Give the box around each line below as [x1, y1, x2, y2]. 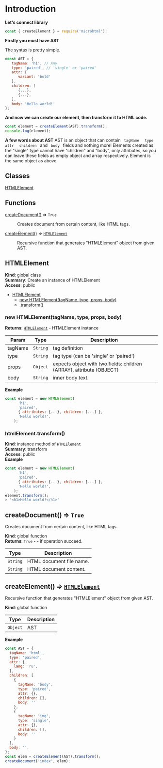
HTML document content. [27, 566, 86, 573]
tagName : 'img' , [17, 714, 51, 719]
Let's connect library [5, 19, 48, 25]
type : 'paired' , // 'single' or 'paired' [11, 65, 97, 70]
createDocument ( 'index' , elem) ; [5, 758, 70, 764]
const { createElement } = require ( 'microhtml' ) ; [5, 29, 108, 33]
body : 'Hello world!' [11, 101, 55, 106]
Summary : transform [5, 446, 48, 452]
